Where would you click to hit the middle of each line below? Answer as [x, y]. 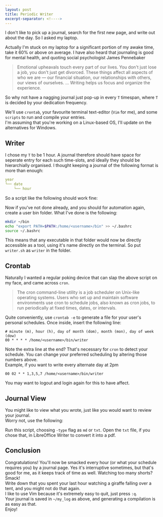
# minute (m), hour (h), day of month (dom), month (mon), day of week [79, 332]
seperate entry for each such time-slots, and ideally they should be [72, 160]
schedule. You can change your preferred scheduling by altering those [76, 354]
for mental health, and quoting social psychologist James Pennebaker [75, 58]
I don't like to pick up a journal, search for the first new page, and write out [80, 33]
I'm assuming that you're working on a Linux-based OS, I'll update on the [78, 122]
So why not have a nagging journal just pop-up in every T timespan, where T [81, 97]
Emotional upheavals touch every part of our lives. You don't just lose [87, 67]
